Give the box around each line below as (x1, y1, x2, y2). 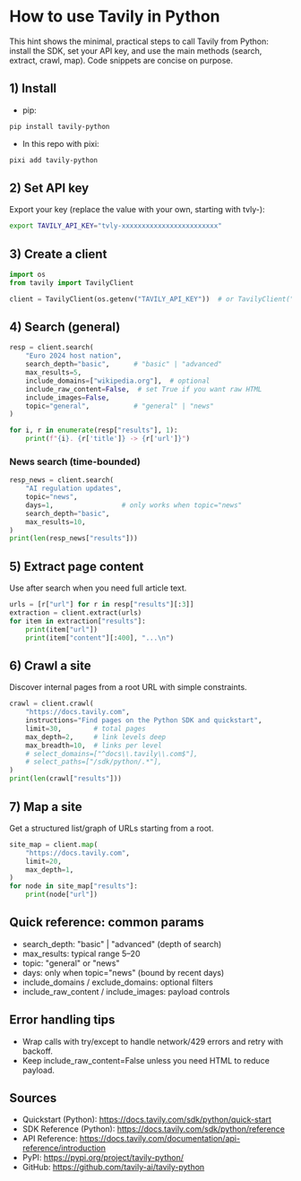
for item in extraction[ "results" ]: (9, 616, 146, 625)
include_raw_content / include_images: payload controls (21, 986, 230, 996)
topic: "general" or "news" (21, 957, 120, 969)
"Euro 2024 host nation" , (25, 351, 123, 360)
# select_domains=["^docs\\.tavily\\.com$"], (25, 749, 199, 758)
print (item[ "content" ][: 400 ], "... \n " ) (25, 634, 175, 642)
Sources (9, 1090, 57, 1106)
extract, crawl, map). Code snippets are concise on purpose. (9, 55, 234, 65)
